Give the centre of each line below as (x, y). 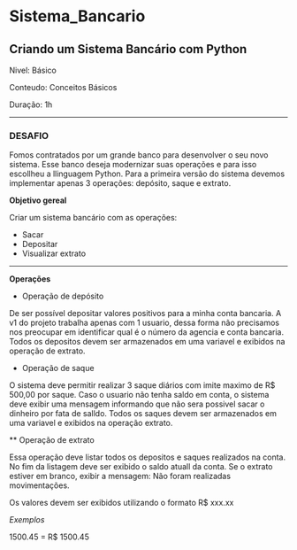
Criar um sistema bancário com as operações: (93, 218)
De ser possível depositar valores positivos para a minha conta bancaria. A (145, 314)
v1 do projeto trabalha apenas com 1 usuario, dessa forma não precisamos (145, 323)
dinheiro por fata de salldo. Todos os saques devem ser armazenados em (143, 414)
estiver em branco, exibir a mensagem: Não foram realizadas (120, 476)
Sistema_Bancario (77, 16)
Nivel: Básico (33, 70)
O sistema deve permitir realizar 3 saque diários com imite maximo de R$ (142, 385)
